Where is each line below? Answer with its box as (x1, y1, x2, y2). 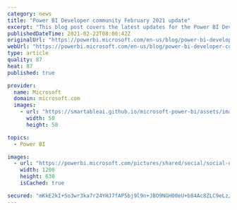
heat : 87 (7, 63, 33, 70)
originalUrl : (7, 37, 46, 44)
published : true (7, 69, 55, 76)
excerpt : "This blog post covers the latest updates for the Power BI (7, 23, 219, 30)
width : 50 (25, 115, 55, 122)
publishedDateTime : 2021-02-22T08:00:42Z (7, 30, 131, 37)
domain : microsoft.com (13, 95, 80, 102)
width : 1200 (20, 166, 55, 173)
